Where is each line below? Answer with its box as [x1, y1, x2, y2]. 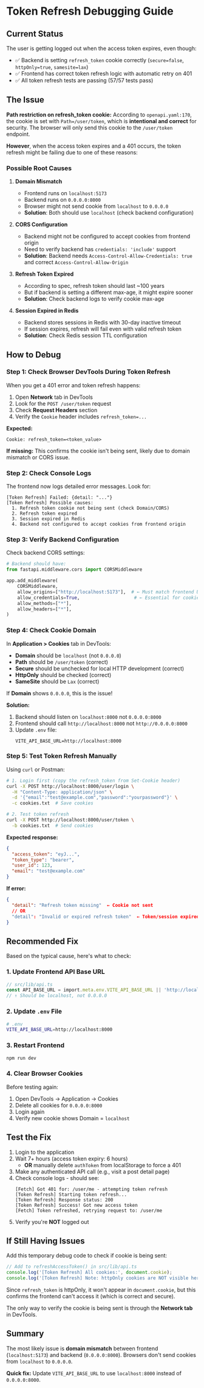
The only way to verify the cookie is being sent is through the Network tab [6, 1304, 193, 1312]
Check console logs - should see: [15, 1174, 100, 1181]
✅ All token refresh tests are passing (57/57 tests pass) [15, 77, 154, 84]
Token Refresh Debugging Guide [6, 4, 174, 18]
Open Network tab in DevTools [15, 393, 93, 401]
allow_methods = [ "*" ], [17, 600, 72, 606]
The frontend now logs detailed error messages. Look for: [6, 483, 151, 490]
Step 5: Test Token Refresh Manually [6, 752, 117, 760]
